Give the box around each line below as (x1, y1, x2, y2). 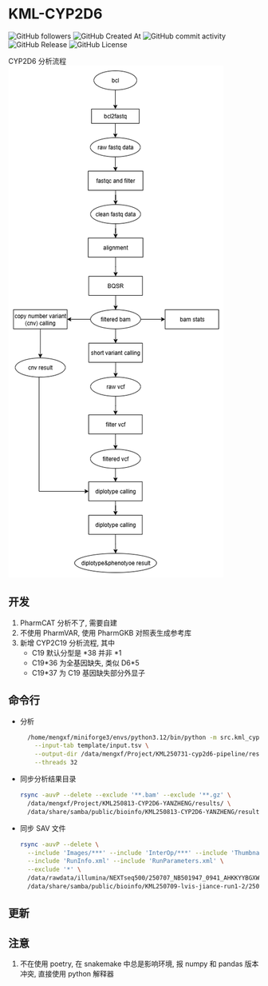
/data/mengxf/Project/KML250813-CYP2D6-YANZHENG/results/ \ (27, 799, 231, 808)
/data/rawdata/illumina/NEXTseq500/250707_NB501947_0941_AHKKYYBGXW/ (27, 874, 263, 882)
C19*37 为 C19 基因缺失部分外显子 (31, 668, 146, 677)
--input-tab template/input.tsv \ (34, 741, 149, 750)
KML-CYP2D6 (8, 5, 103, 23)
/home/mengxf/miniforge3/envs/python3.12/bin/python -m (27, 733, 217, 741)
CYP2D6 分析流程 (8, 56, 66, 66)
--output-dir (34, 750, 78, 758)
